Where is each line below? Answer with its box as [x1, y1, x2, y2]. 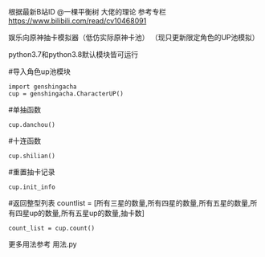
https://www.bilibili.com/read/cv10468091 [8, 16, 147, 26]
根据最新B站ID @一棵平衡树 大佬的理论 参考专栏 [8, 7, 167, 16]
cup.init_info [8, 183, 56, 191]
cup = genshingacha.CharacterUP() [8, 90, 124, 98]
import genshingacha [8, 83, 78, 91]
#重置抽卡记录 [8, 167, 55, 177]
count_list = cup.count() [8, 224, 95, 232]
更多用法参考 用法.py [8, 239, 78, 249]
